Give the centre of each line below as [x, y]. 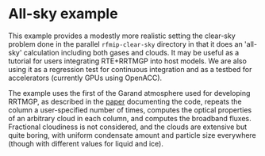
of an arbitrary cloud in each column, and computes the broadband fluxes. [130, 118]
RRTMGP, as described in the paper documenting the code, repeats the [125, 101]
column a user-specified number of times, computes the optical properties [130, 110]
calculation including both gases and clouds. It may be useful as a [131, 52]
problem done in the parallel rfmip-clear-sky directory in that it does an [126, 44]
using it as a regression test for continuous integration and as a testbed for [130, 69]
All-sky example [63, 14]
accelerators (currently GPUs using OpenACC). [85, 78]
